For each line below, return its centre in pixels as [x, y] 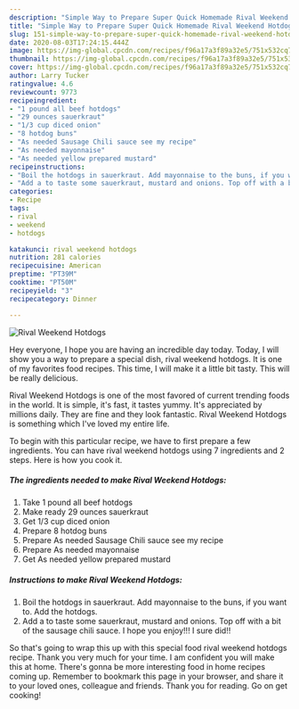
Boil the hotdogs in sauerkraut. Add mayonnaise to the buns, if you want [154, 602]
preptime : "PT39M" [43, 274]
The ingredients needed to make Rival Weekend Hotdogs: [118, 480]
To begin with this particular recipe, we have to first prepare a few [130, 441]
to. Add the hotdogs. [60, 612]
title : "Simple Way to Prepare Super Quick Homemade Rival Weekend [137, 26]
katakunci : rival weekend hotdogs [73, 249]
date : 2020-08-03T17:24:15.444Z [69, 42]
